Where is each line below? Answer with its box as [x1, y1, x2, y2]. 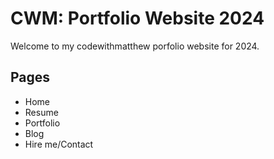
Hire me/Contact [24, 138, 94, 150]
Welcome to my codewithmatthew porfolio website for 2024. [10, 40, 260, 52]
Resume [24, 106, 59, 118]
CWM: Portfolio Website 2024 [10, 7, 265, 30]
